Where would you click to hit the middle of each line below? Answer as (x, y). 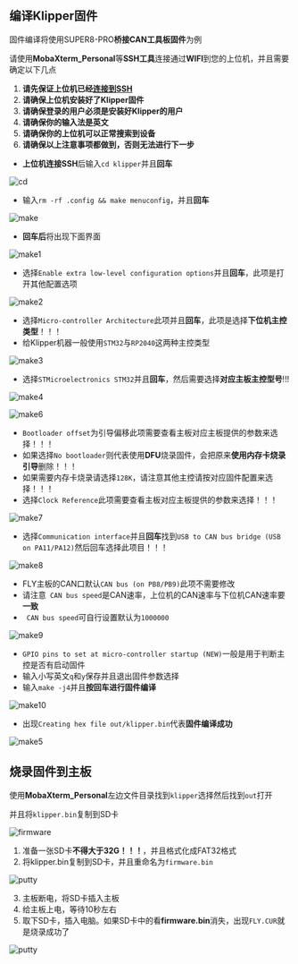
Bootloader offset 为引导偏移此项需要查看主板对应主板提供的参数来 (146, 432)
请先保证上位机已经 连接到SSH (77, 89)
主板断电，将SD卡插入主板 (70, 898)
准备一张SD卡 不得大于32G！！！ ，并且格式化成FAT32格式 (129, 850)
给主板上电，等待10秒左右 (70, 909)
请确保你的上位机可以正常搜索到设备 (89, 133)
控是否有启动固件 (54, 664)
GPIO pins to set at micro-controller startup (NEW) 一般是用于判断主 (153, 653)
